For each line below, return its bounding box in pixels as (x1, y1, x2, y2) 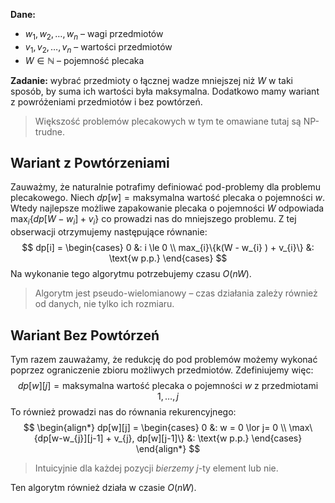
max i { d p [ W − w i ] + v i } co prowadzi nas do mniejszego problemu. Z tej (10, 213, 297, 228)
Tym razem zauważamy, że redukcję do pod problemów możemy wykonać (10, 354, 318, 366)
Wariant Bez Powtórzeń (10, 327, 160, 344)
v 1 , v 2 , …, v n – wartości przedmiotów (24, 40, 173, 55)
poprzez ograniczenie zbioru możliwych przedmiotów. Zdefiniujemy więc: (10, 364, 314, 376)
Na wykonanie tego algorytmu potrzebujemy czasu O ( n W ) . (10, 268, 252, 280)
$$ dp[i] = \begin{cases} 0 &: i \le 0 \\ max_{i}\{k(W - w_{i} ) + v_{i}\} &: (21, 242, 315, 254)
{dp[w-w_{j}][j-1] (33, 432, 104, 444)
